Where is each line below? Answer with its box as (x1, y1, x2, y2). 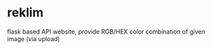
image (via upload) (7, 34, 60, 42)
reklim (7, 5, 44, 21)
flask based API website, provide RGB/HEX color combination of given (7, 27, 206, 36)
